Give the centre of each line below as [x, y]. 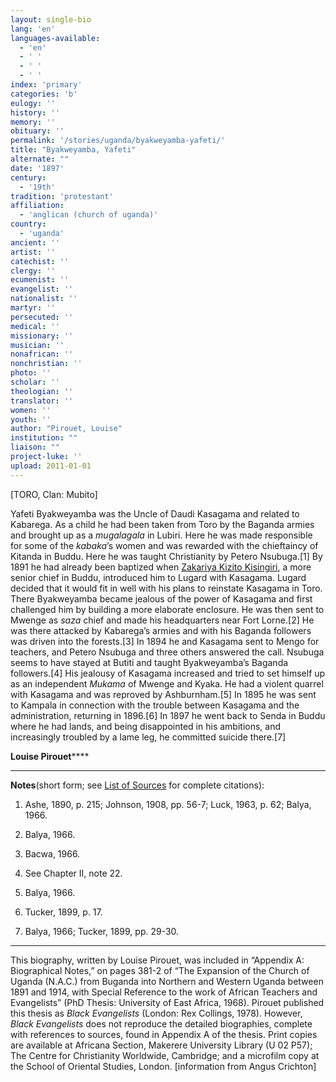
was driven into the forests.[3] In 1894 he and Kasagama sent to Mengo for [165, 641]
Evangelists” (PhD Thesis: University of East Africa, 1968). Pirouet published [167, 1002]
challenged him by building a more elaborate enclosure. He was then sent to [167, 609]
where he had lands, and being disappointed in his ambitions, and [145, 726]
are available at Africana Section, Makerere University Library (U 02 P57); [161, 1045]
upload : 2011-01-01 [51, 466]
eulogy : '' [33, 103]
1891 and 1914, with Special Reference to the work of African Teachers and [164, 992]
